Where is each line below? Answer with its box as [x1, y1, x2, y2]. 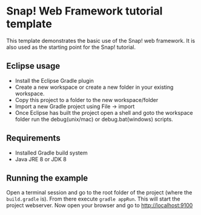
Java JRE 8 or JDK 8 [15, 155, 67, 162]
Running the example [6, 173, 88, 183]
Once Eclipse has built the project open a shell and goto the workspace [15, 109, 193, 116]
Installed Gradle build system [15, 149, 88, 156]
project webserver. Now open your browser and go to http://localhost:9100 [6, 202, 193, 209]
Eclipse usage [6, 61, 61, 71]
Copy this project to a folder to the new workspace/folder [15, 96, 159, 103]
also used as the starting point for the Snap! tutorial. [6, 43, 136, 51]
